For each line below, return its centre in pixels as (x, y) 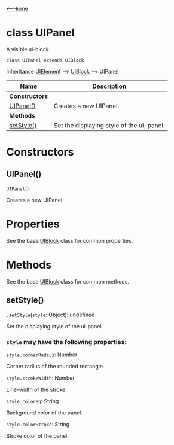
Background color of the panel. (44, 413)
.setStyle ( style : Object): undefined (51, 315)
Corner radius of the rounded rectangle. (55, 366)
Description (109, 86)
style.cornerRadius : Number (42, 355)
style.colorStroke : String (38, 424)
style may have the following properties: (67, 342)
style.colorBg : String (33, 401)
